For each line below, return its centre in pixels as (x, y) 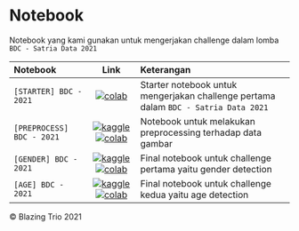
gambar (157, 143)
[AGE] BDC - (39, 184)
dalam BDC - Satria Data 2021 (204, 107)
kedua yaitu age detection (194, 195)
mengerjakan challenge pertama (208, 96)
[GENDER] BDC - (46, 159)
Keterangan (166, 69)
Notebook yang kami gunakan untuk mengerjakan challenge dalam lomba (144, 40)
